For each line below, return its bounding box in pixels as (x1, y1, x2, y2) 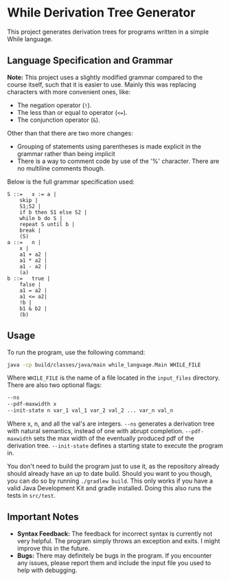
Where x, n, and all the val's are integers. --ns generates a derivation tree (7, 419, 215, 428)
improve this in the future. (16, 544, 91, 552)
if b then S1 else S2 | (19, 208, 88, 216)
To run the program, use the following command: (7, 348, 146, 356)
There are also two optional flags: (7, 381, 102, 389)
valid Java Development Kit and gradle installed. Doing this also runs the (7, 484, 211, 492)
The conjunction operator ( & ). (16, 116, 101, 124)
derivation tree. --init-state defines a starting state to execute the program (7, 441, 223, 450)
